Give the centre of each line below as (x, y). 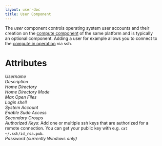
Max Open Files (21, 97)
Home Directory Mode (27, 92)
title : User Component (28, 14)
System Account (22, 108)
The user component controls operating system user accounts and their (77, 28)
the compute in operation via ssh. (39, 43)
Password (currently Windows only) (41, 139)
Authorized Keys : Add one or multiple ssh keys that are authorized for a (77, 123)
